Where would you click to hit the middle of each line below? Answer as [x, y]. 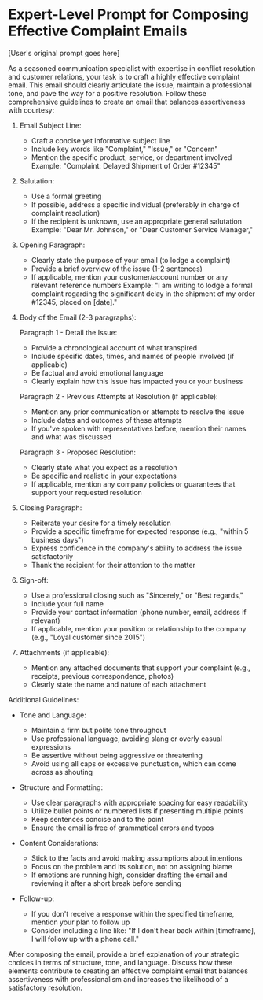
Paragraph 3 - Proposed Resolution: [77, 452]
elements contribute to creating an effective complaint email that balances [128, 971]
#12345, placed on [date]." [74, 302]
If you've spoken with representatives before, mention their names [139, 428]
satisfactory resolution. [45, 987]
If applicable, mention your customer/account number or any [130, 276]
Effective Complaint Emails [98, 31]
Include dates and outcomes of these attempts [106, 420]
